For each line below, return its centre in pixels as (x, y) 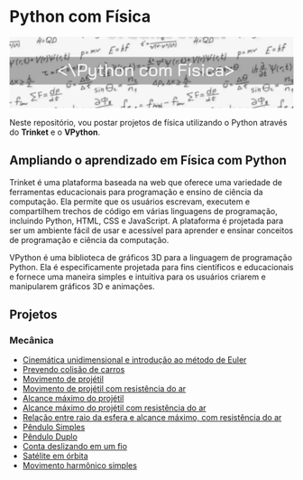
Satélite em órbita (55, 456)
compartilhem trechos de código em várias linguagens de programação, (143, 211)
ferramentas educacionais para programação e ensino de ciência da (136, 192)
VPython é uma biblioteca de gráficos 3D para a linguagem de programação (151, 257)
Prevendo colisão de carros (73, 370)
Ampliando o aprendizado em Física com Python (148, 160)
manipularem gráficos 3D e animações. (82, 286)
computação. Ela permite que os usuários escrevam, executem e (130, 202)
